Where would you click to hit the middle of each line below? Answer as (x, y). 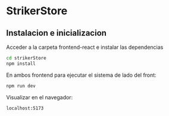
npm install (21, 64)
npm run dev (21, 86)
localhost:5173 (25, 108)
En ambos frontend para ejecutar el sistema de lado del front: (81, 75)
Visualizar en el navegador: (40, 97)
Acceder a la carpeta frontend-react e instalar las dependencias (85, 47)
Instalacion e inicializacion (57, 33)
